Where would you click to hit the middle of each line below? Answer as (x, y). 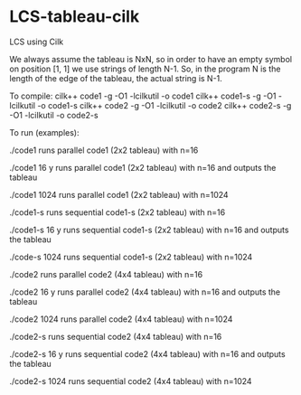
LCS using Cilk (37, 42)
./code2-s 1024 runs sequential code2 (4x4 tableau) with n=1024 (131, 381)
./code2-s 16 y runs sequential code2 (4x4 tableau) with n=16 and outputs (148, 353)
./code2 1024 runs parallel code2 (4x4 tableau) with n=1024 (121, 319)
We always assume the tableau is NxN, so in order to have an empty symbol (150, 59)
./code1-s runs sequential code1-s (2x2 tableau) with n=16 (118, 212)
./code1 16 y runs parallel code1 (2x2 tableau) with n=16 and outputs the (143, 167)
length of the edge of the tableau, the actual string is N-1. (116, 78)
